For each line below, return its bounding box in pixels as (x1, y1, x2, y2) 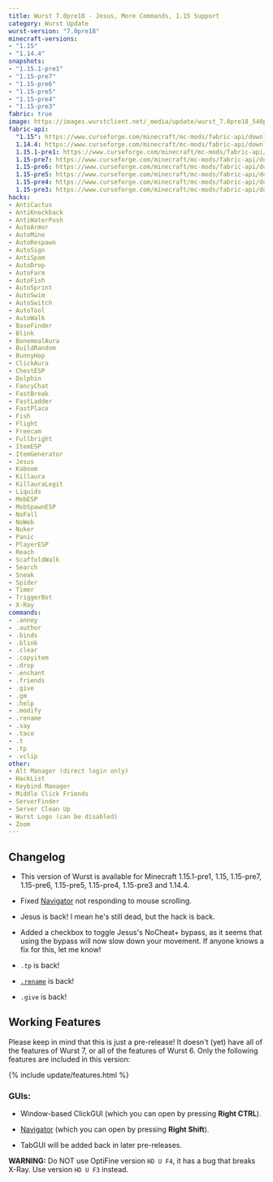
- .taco (8, 730, 35, 738)
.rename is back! (19, 976, 75, 986)
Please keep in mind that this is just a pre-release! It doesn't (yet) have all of (8, 1037, 262, 1046)
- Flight (8, 420, 38, 428)
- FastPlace (8, 405, 49, 413)
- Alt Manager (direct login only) (8, 767, 129, 776)
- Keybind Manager (8, 782, 71, 790)
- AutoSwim (8, 292, 45, 300)
